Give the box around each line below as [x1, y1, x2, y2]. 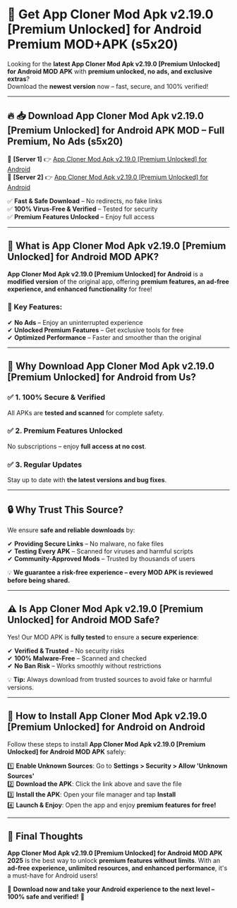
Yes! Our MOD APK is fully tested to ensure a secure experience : [7, 632, 199, 641]
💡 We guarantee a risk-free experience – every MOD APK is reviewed [7, 567, 214, 577]
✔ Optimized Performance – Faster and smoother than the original [7, 333, 202, 341]
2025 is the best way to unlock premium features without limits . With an [7, 857, 221, 865]
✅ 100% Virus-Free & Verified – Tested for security [7, 204, 158, 213]
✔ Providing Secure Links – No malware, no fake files [7, 539, 164, 548]
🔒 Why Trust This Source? [7, 503, 124, 515]
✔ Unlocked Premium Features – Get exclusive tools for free [7, 326, 184, 334]
